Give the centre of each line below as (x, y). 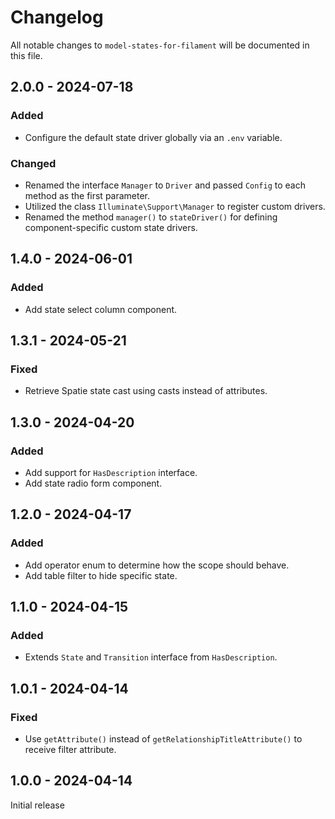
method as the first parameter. (87, 195)
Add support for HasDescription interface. (111, 472)
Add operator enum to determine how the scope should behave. (157, 565)
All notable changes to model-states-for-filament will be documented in (160, 45)
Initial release (37, 805)
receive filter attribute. (70, 750)
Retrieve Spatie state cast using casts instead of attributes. (146, 391)
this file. (26, 55)
